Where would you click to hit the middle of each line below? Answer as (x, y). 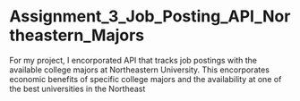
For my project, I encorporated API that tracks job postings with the (133, 60)
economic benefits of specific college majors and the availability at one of (146, 79)
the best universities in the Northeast (77, 88)
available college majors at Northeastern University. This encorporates (140, 70)
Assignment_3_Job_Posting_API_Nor (150, 17)
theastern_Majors (77, 35)
